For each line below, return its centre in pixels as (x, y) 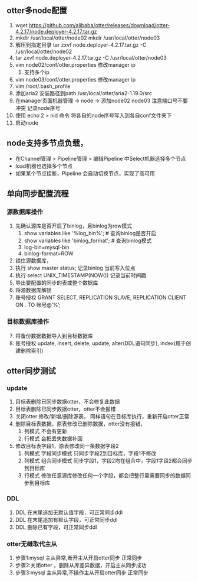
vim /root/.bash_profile (43, 86)
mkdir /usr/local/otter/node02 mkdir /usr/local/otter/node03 (88, 38)
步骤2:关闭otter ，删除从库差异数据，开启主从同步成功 (81, 565)
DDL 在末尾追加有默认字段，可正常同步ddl (66, 519)
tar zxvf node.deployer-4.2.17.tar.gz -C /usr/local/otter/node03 (91, 57)
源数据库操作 (25, 212)
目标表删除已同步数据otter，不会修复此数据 (67, 402)
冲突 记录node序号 (38, 108)
